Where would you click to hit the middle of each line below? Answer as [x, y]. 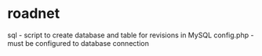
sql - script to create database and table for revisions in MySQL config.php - [131, 35]
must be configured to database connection [78, 43]
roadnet [34, 14]
